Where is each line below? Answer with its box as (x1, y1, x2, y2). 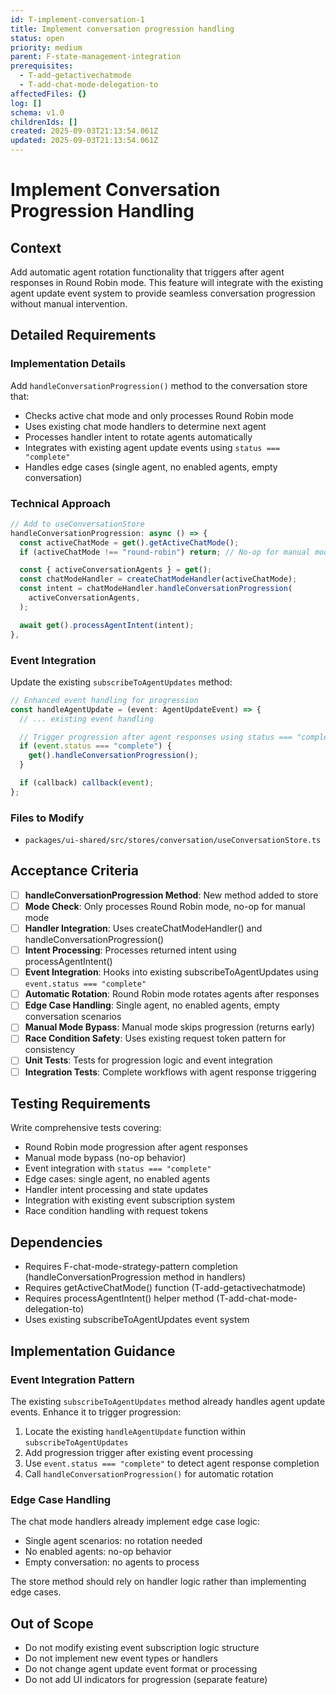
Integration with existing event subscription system (24, 1194, 235, 1206)
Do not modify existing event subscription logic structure (24, 1642, 260, 1653)
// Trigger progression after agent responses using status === (19, 732, 293, 742)
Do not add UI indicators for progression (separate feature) (24, 1674, 268, 1685)
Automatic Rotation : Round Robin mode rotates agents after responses (24, 988, 320, 1000)
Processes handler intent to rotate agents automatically (24, 431, 253, 443)
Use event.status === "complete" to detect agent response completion (24, 1457, 320, 1469)
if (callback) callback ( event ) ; (19, 778, 155, 788)
